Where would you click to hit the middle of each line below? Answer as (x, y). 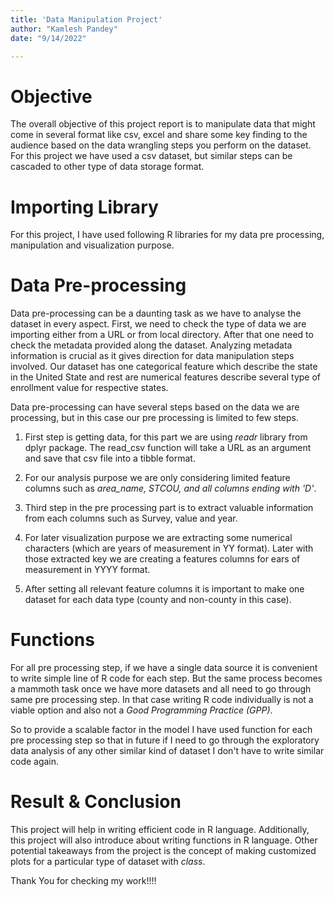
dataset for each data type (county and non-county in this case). (158, 600)
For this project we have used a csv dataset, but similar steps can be (151, 156)
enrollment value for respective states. (89, 388)
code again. (35, 762)
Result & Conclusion (96, 802)
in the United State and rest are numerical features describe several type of (166, 377)
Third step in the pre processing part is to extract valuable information (169, 508)
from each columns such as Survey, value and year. (131, 518)
